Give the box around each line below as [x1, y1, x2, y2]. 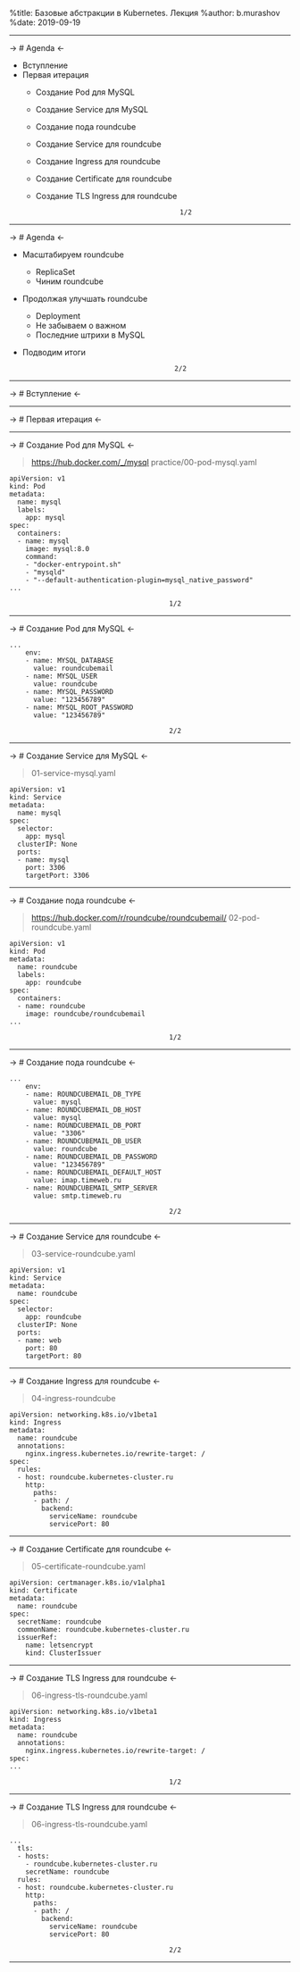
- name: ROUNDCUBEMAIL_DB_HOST [25, 1106, 142, 1115]
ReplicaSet [35, 267, 76, 277]
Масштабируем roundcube [21, 249, 125, 260]
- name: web [17, 1336, 62, 1345]
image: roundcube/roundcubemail [25, 1009, 146, 1018]
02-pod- [229, 913, 261, 923]
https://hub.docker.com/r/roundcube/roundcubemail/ [30, 913, 228, 923]
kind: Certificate [9, 1586, 78, 1595]
